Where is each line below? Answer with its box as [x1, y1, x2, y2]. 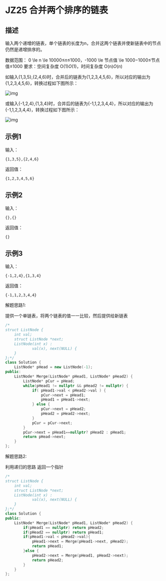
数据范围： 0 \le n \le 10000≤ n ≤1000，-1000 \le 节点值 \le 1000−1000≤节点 [5, 57, 160, 63]
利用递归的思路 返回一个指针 [5, 464, 63, 470]
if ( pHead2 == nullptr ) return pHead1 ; [23, 529, 104, 535]
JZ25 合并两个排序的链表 [5, 4, 108, 16]
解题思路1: [5, 302, 26, 308]
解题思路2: [5, 453, 27, 459]
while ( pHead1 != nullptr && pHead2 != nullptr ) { [23, 383, 128, 388]
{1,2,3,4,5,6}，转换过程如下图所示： [5, 80, 78, 86]
